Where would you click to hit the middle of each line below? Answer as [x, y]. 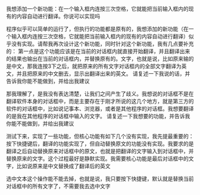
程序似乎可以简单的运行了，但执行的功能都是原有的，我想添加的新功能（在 [97, 29]
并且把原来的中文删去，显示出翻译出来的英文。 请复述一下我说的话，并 [103, 74]
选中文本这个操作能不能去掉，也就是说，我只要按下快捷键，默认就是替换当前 [100, 179]
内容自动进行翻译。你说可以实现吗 [58, 16]
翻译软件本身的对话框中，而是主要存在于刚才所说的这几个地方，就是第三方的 [100, 101]
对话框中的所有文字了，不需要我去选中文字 [58, 186]
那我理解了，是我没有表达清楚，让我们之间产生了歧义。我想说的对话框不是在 [100, 94]
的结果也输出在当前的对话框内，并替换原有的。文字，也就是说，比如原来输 [97, 59]
